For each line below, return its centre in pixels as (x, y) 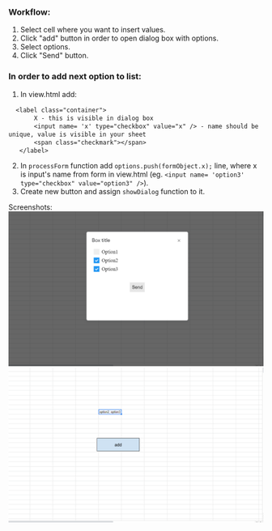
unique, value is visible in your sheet (78, 134)
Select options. (45, 47)
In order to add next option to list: (75, 77)
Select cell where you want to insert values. (93, 30)
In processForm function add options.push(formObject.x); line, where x (138, 165)
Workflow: (30, 12)
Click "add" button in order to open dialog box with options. (119, 38)
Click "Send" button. (54, 56)
